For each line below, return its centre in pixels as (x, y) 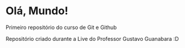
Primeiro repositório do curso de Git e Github (61, 27)
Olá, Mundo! (37, 11)
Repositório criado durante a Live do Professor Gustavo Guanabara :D (92, 39)
